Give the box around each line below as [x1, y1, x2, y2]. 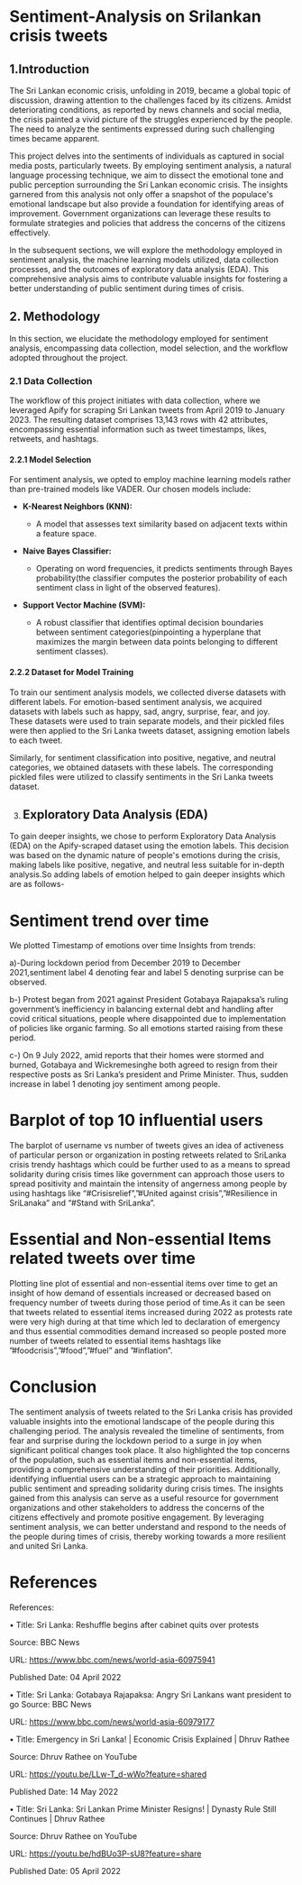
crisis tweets [9, 25, 108, 46]
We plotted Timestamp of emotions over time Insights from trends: [9, 940, 256, 951]
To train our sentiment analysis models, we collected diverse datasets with [9, 687, 287, 698]
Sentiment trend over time [9, 910, 209, 930]
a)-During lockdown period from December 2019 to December [9, 957, 241, 968]
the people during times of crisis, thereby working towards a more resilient [9, 1531, 287, 1542]
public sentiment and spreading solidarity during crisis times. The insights [9, 1483, 284, 1494]
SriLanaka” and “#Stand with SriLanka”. [9, 1197, 156, 1209]
